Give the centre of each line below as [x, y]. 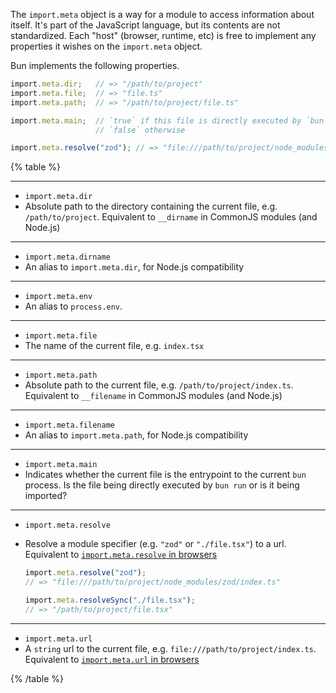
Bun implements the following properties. [95, 65]
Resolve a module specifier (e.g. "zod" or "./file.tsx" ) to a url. [155, 544]
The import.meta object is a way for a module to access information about [162, 14]
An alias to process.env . [73, 306]
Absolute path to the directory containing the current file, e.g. [151, 206]
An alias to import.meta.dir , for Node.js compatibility [134, 267]
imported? [46, 496]
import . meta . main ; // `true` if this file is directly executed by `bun [167, 120]
